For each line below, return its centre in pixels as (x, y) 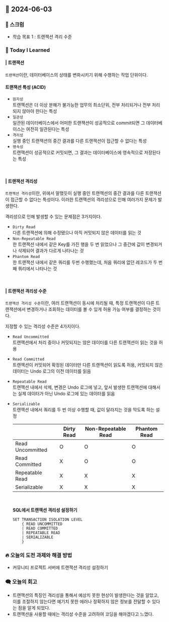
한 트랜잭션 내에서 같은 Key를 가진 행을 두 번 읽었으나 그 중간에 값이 (78, 244)
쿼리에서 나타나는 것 (37, 269)
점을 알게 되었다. (34, 608)
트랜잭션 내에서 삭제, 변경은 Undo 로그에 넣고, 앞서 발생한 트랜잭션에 (80, 387)
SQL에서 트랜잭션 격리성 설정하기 (45, 510)
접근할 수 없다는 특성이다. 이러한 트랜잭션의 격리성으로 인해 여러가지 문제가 (83, 199)
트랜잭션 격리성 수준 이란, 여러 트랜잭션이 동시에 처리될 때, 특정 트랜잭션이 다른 (80, 303)
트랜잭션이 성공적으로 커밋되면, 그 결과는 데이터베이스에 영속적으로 (78, 152)
